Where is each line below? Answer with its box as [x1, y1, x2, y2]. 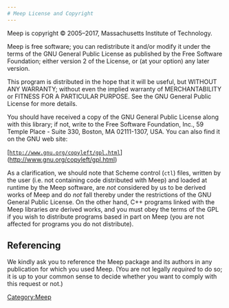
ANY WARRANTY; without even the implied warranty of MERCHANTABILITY [7, 85, 222, 93]
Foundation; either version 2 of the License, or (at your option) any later [7, 56, 210, 65]
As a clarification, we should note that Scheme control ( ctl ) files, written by [7, 168, 221, 177]
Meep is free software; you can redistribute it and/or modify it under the [7, 42, 211, 50]
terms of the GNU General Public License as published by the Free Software [7, 49, 223, 58]
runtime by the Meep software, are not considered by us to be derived [7, 183, 206, 191]
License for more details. [7, 99, 78, 107]
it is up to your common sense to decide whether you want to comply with [7, 272, 217, 280]
